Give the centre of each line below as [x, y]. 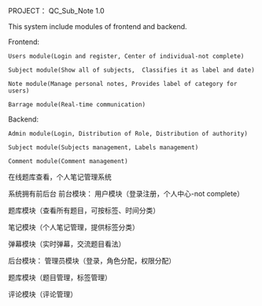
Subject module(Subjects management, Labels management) [103, 147]
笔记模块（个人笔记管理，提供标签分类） [74, 227]
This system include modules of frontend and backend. [98, 26]
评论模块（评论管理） [42, 294]
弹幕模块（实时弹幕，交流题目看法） [67, 244]
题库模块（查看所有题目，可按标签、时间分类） [84, 210]
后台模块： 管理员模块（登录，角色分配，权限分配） [92, 261]
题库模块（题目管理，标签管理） [60, 277]
